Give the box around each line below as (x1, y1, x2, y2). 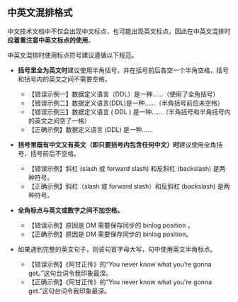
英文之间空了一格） (34, 116, 91, 125)
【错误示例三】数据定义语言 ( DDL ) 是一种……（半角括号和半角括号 (28, 107, 225, 116)
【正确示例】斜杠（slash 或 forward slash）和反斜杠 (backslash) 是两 (28, 181, 230, 190)
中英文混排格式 (7, 6, 73, 19)
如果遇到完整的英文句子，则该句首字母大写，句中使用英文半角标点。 (17, 245, 217, 253)
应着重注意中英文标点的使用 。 (7, 35, 94, 44)
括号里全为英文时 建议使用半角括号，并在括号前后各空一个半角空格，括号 (17, 66, 229, 74)
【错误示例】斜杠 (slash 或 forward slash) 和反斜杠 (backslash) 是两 (28, 164, 226, 172)
